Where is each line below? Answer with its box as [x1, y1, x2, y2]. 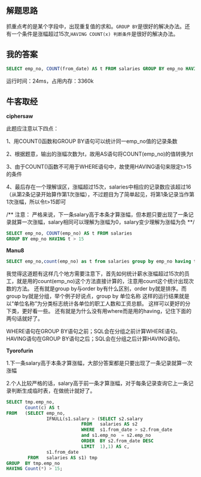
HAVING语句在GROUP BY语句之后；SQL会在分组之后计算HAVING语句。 [6, 335, 184, 342]
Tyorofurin [6, 347, 33, 354]
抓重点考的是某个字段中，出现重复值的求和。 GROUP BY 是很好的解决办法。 [6, 23, 185, 30]
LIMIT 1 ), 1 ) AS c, [81, 443, 130, 449]
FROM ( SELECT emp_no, [6, 410, 66, 416]
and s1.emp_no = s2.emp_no [81, 433, 151, 439]
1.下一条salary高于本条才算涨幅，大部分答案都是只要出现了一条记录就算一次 [6, 359, 193, 366]
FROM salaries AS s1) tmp [28, 454, 98, 461]
